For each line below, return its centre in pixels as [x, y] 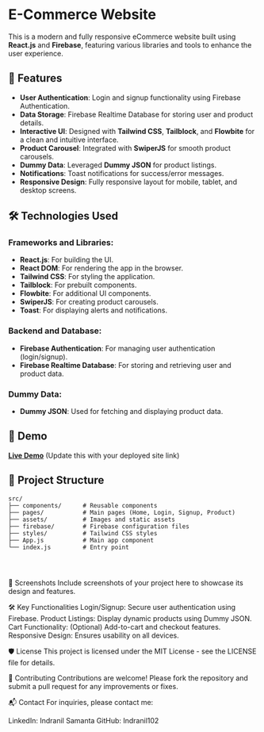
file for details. [32, 662]
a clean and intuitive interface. [69, 140]
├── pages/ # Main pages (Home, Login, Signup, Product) [122, 512]
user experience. [36, 53]
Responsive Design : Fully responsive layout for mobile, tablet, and [128, 182]
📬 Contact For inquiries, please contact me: [81, 702]
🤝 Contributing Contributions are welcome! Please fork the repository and [128, 678]
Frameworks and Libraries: [61, 243]
